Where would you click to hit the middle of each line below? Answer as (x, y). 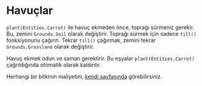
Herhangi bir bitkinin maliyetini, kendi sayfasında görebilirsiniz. (84, 76)
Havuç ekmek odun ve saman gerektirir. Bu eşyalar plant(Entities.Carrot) (101, 58)
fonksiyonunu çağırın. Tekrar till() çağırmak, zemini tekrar (81, 40)
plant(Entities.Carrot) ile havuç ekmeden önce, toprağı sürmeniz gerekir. (100, 27)
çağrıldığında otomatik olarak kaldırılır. (54, 65)
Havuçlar (30, 11)
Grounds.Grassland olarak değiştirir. (50, 47)
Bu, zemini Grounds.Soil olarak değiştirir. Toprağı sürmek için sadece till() (102, 33)
